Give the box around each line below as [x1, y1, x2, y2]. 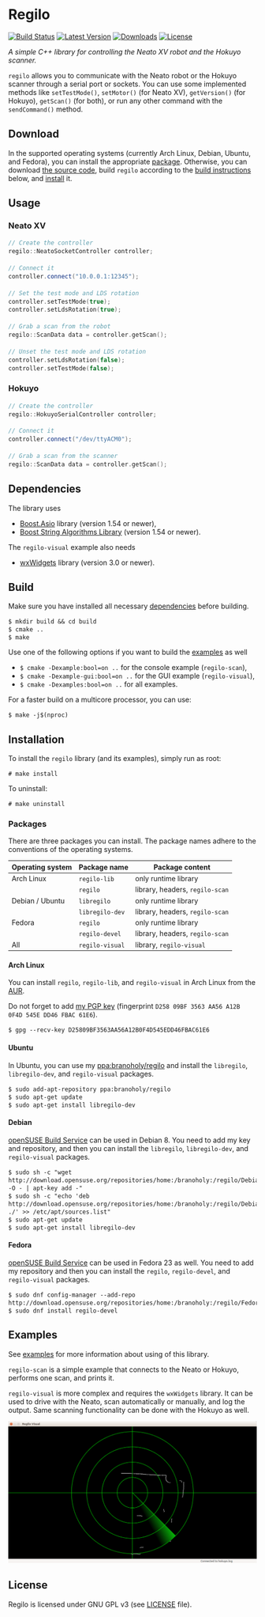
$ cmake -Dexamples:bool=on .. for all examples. [19, 680, 178, 689]
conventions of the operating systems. [8, 845, 133, 854]
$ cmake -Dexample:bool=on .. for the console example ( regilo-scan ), [19, 663, 248, 672]
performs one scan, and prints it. [8, 1373, 114, 1382]
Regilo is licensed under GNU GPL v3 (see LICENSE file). [8, 1600, 192, 1609]
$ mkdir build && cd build [8, 618, 97, 626]
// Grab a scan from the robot [8, 323, 111, 331]
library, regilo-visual [135, 940, 206, 949]
